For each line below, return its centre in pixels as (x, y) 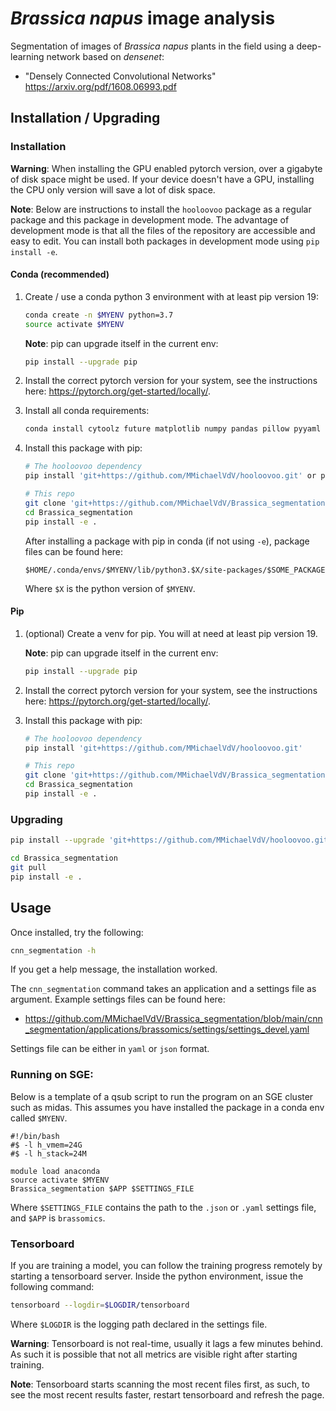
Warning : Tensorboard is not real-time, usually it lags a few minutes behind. (166, 1343)
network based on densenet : (105, 56)
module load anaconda (55, 1171)
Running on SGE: (52, 1075)
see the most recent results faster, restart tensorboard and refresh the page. (167, 1394)
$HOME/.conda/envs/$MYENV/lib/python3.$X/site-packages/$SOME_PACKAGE (175, 570)
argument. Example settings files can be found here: (118, 999)
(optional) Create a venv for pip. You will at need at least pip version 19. (171, 633)
